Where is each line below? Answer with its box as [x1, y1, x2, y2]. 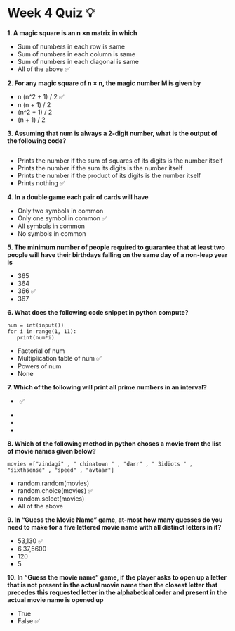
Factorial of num [17, 346, 65, 355]
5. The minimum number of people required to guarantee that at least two [7, 243, 226, 251]
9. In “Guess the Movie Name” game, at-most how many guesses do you [7, 516, 223, 524]
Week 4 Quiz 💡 [7, 5, 95, 21]
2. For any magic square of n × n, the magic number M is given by [7, 79, 201, 87]
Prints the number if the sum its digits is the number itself [17, 163, 183, 172]
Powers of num [17, 361, 62, 370]
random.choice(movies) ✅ [17, 486, 93, 494]
